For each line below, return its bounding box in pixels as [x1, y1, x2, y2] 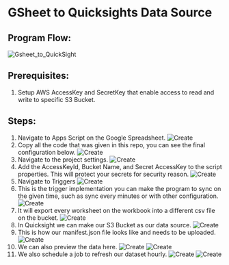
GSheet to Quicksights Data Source [8, 5, 213, 21]
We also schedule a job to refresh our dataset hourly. [17, 250, 167, 258]
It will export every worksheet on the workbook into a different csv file [17, 206, 215, 214]
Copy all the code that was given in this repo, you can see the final [17, 140, 206, 149]
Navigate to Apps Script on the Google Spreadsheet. [17, 134, 166, 142]
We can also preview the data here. [17, 242, 118, 251]
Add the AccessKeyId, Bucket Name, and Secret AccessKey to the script [17, 162, 223, 171]
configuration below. [17, 148, 76, 156]
